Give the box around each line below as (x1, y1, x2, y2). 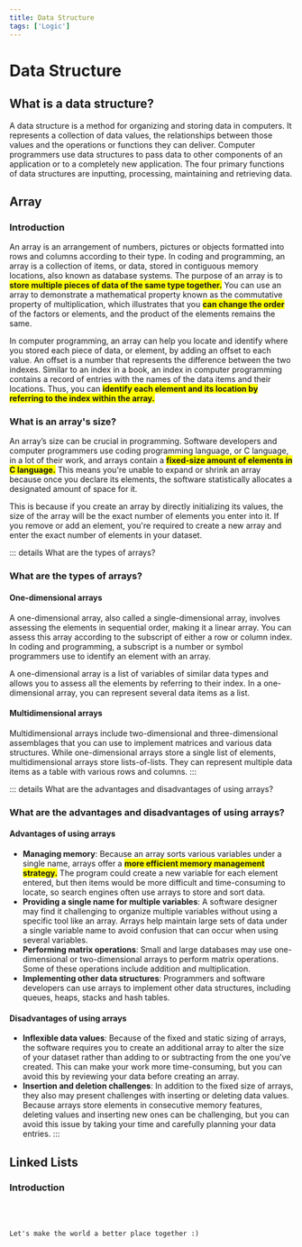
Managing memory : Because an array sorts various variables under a (22, 848, 282, 859)
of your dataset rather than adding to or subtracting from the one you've (22, 1051, 291, 1063)
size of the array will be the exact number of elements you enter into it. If (9, 511, 279, 522)
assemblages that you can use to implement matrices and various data (9, 737, 272, 748)
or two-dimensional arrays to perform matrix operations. (69, 953, 279, 964)
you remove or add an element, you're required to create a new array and (9, 520, 282, 532)
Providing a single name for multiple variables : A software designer (22, 896, 278, 906)
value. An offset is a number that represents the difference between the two (9, 355, 291, 366)
